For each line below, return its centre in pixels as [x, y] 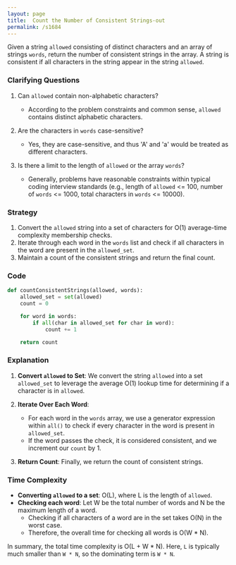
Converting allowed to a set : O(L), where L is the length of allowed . [115, 495]
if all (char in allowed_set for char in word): [104, 323]
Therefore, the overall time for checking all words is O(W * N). [118, 533]
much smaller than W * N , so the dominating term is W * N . [91, 554]
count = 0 [35, 304]
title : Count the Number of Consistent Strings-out [86, 20]
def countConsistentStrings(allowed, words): [75, 291]
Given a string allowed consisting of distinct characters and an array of [110, 47]
